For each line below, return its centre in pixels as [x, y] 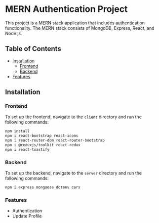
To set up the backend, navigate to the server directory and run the [74, 173]
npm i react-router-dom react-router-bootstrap [55, 140]
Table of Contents [33, 49]
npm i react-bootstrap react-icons [42, 136]
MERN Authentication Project [66, 9]
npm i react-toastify [27, 149]
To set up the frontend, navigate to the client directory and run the [73, 117]
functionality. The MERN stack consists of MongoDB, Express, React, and [80, 28]
